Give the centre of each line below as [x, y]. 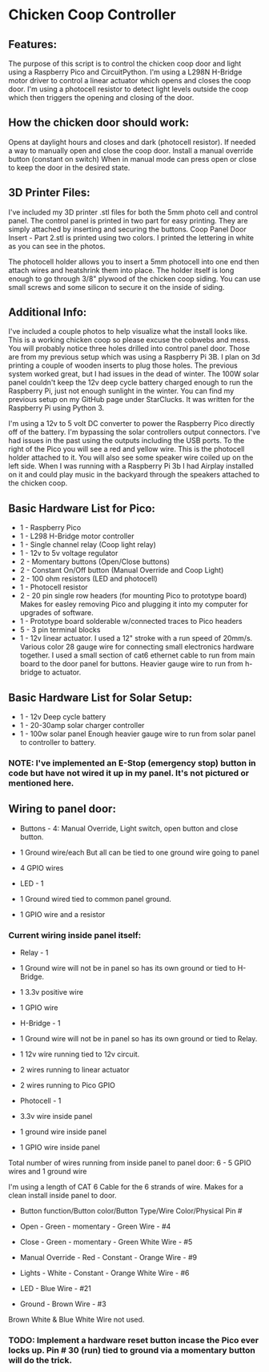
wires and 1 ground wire [48, 1172]
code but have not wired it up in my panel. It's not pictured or [129, 773]
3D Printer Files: [49, 193]
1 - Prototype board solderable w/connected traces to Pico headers [131, 622]
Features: [33, 44]
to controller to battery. [58, 742]
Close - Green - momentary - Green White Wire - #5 [106, 1242]
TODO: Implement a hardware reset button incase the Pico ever [133, 1341]
